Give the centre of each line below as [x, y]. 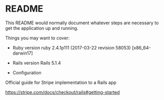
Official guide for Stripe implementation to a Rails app [61, 82]
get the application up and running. [42, 28]
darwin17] [23, 53]
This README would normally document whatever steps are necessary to [82, 23]
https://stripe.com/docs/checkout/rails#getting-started [63, 92]
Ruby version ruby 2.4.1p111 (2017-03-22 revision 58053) [72, 47]
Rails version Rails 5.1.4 [37, 63]
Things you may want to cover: [37, 38]
